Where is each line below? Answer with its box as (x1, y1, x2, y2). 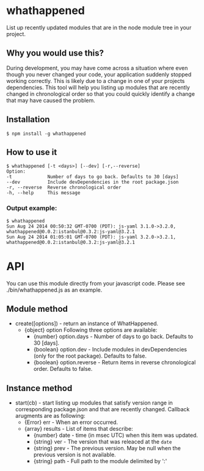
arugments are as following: (15, 412, 86, 420)
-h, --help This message (6, 190, 81, 196)
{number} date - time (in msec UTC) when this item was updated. (33, 431, 199, 439)
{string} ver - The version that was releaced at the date (33, 438, 172, 445)
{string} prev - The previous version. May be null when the (33, 445, 181, 452)
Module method (6, 304, 68, 314)
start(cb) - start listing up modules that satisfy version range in (15, 399, 173, 406)
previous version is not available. (33, 451, 116, 458)
